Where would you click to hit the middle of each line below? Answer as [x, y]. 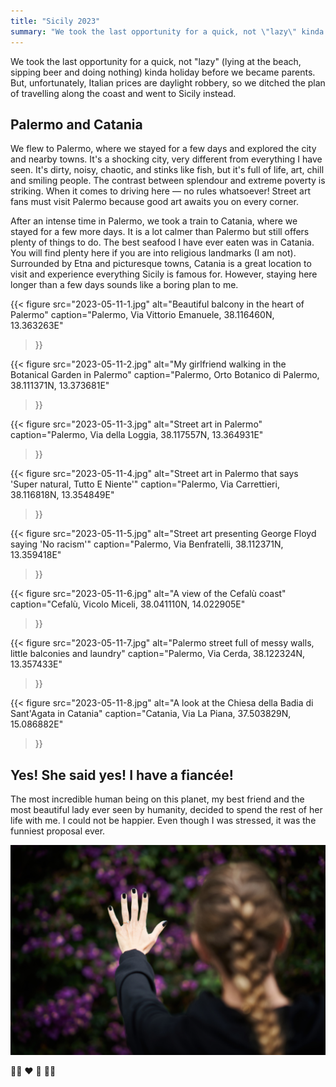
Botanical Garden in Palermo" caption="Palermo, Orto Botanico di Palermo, [165, 375]
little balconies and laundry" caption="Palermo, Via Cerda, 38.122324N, [158, 654]
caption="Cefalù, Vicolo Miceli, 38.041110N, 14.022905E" [128, 604]
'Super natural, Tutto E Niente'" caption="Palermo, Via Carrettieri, [145, 484]
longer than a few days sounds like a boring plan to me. [124, 285]
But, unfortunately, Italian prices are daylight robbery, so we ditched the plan [168, 82]
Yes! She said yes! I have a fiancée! [122, 775]
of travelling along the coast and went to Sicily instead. [123, 93]
